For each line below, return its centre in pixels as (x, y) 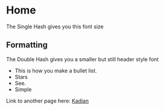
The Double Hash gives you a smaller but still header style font (82, 59)
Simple (23, 89)
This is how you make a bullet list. (56, 71)
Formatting (27, 45)
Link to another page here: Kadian (47, 101)
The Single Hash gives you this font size (55, 26)
